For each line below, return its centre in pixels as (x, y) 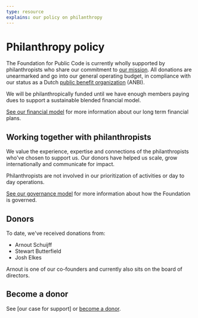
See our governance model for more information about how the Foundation (98, 194)
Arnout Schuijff (33, 245)
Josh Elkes (28, 258)
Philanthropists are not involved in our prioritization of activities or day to (95, 176)
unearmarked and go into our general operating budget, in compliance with (98, 76)
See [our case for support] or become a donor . (64, 308)
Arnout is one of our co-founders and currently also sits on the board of (95, 269)
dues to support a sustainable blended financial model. (74, 100)
